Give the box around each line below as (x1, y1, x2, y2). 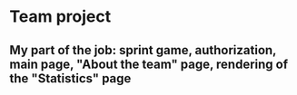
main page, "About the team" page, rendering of (9, 56, 289, 71)
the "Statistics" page (9, 71, 132, 86)
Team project (9, 6, 112, 27)
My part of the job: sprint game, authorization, (9, 43, 277, 58)
